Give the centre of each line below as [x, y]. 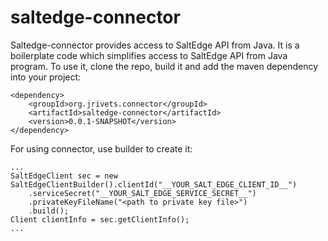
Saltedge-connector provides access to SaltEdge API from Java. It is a [155, 45]
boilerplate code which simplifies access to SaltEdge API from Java [149, 55]
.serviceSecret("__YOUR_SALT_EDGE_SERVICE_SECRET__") [142, 193]
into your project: [46, 77]
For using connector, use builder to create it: [101, 148]
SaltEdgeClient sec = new [64, 176]
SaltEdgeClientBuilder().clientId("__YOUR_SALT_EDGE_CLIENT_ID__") [154, 184]
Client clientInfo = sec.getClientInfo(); [100, 219]
